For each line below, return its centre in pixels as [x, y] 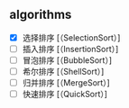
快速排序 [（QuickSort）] [65, 94]
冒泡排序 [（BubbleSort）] [67, 60]
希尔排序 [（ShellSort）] [63, 72]
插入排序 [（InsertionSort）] [70, 49]
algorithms [41, 15]
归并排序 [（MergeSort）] [66, 83]
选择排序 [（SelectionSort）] [71, 37]
